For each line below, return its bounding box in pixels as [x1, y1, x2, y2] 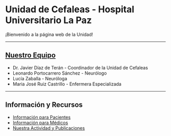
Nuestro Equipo [5, 51, 56, 60]
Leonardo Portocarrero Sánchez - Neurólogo [12, 70, 107, 76]
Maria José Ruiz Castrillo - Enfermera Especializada [12, 81, 122, 87]
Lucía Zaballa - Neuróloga [12, 75, 68, 81]
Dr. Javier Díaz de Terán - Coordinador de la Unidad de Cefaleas [12, 64, 149, 71]
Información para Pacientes [12, 114, 71, 120]
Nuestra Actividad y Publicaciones [12, 125, 85, 131]
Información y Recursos [5, 101, 83, 109]
